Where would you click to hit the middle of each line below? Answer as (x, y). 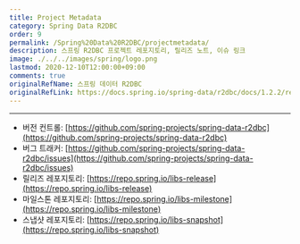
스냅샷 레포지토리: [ (56, 219)
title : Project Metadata (55, 17)
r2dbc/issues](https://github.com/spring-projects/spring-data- (137, 158)
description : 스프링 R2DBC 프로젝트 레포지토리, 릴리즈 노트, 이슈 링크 (128, 51)
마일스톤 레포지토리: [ (59, 198)
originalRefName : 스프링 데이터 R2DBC (76, 84)
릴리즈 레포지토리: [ (56, 178)
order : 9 (25, 34)
